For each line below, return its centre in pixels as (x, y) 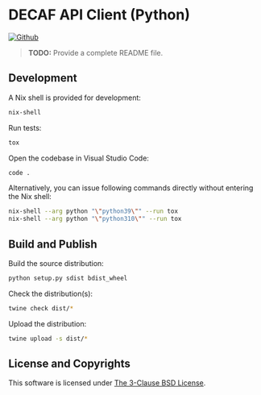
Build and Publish (53, 244)
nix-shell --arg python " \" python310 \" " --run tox (95, 219)
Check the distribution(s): (51, 293)
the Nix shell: (30, 197)
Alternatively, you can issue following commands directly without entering (131, 188)
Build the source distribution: (56, 263)
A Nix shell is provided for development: (75, 98)
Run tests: (25, 127)
